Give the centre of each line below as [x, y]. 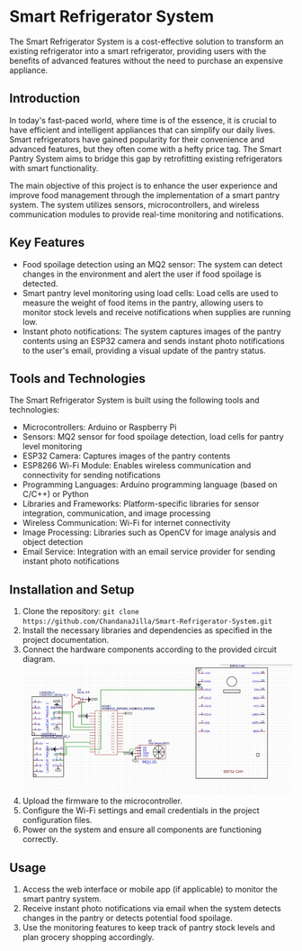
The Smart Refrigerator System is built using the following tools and [134, 400]
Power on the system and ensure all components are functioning [142, 829]
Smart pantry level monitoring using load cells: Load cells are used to [150, 293]
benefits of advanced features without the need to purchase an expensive [146, 60]
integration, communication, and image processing [116, 513]
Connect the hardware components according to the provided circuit [149, 649]
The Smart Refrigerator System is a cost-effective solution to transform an [147, 41]
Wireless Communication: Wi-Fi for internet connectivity [126, 523]
